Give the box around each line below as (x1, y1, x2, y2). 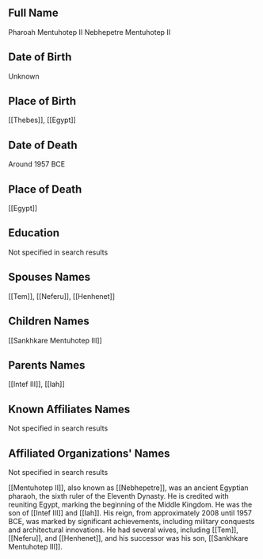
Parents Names (8, 358, 86, 372)
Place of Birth (8, 94, 77, 108)
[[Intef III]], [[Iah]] (8, 380, 65, 389)
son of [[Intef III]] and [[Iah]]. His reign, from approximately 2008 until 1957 (8, 507, 252, 518)
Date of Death (8, 138, 78, 151)
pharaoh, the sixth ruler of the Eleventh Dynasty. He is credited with (8, 491, 230, 500)
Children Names (8, 315, 90, 328)
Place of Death (8, 182, 82, 196)
